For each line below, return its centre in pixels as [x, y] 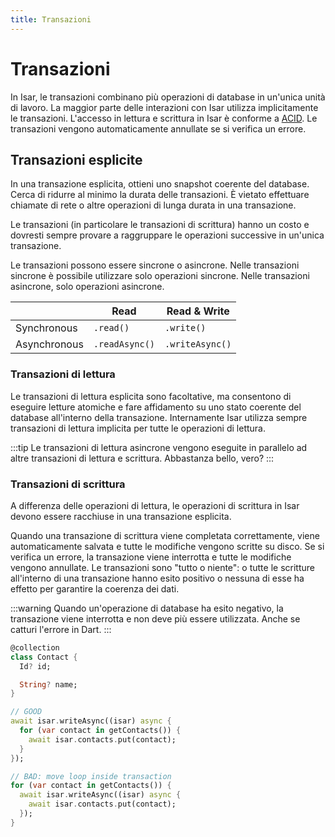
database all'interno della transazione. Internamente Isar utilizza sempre [159, 417]
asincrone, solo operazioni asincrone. [87, 287]
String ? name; [48, 684]
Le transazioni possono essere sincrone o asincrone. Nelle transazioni [155, 265]
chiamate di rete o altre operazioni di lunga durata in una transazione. [153, 205]
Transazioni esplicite [76, 159]
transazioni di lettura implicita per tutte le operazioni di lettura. [138, 428]
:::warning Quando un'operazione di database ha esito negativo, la [147, 608]
